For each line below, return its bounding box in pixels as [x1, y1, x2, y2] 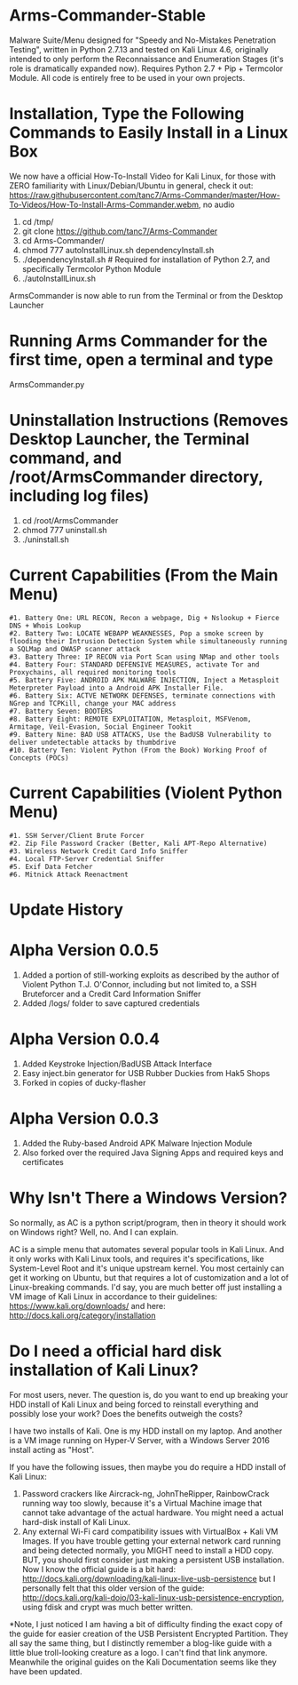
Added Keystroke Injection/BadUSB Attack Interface [21, 1058, 213, 1069]
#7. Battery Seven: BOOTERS [9, 707, 114, 715]
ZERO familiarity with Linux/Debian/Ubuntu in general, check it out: [9, 180, 254, 191]
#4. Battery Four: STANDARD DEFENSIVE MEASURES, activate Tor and [9, 659, 260, 669]
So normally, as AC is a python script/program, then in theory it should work [9, 1217, 286, 1227]
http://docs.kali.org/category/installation [9, 1310, 156, 1321]
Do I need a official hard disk [9, 1341, 222, 1361]
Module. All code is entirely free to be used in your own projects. [9, 72, 246, 83]
